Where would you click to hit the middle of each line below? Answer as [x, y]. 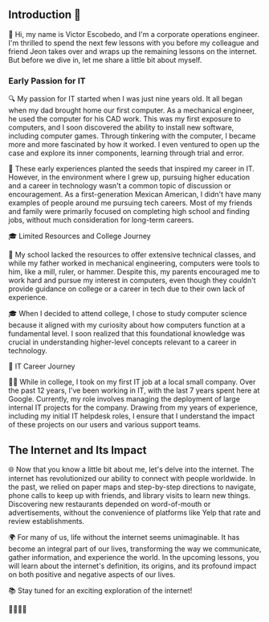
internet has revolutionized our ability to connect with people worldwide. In [132, 478]
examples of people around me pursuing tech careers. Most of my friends [130, 203]
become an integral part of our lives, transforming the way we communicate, [135, 549]
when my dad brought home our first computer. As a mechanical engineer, [131, 110]
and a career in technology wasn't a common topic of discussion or [120, 186]
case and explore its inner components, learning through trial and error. [126, 153]
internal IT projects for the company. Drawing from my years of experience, [133, 408]
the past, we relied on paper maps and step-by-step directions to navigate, [132, 487]
